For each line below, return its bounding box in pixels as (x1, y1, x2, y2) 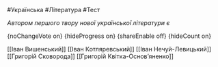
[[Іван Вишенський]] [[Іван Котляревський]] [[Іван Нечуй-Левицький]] (7, 45, 212, 53)
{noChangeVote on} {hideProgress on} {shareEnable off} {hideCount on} (7, 32, 212, 40)
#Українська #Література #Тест (7, 6, 100, 14)
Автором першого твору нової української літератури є (7, 19, 170, 26)
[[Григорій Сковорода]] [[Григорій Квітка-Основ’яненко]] (7, 52, 174, 60)
